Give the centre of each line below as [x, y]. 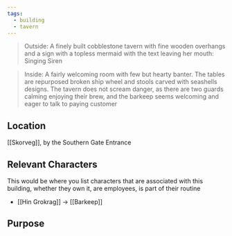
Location [27, 126]
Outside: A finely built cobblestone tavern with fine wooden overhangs [125, 47]
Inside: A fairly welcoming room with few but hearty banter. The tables [124, 74]
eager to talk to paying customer [71, 104]
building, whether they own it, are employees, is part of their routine [104, 188]
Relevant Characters [53, 164]
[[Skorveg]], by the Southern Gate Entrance [69, 142]
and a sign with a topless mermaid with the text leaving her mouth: [119, 53]
